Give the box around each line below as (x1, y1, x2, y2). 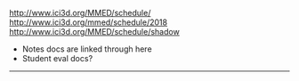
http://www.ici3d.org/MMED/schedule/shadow (9, 27, 180, 36)
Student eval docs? (21, 53, 93, 63)
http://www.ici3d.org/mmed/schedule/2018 (9, 17, 167, 28)
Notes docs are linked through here (21, 44, 153, 54)
